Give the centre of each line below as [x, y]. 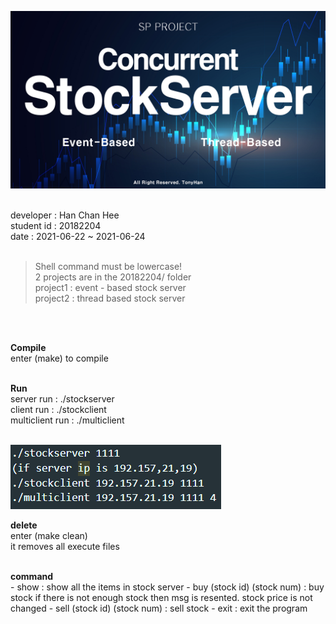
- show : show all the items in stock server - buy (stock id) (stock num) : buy [167, 587]
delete [24, 525]
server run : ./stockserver [62, 398]
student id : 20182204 [56, 225]
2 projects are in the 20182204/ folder [113, 277]
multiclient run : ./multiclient [67, 420]
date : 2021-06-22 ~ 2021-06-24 [78, 236]
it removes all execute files [65, 546]
